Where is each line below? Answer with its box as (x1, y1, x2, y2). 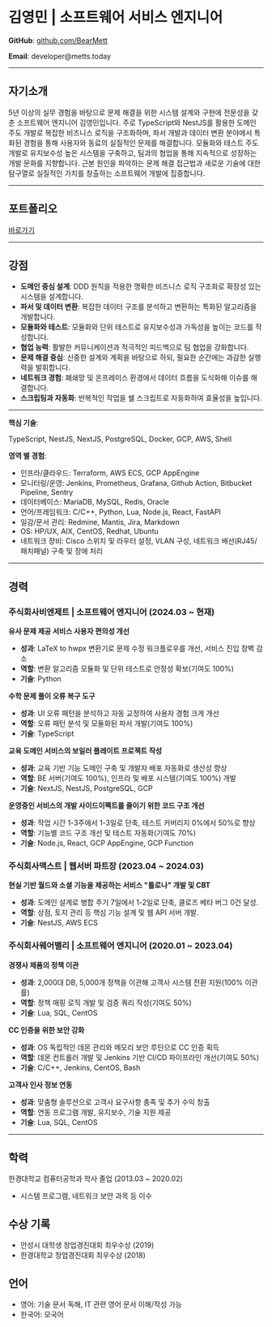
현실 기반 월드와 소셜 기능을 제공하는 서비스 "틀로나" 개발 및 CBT (8, 880, 210, 890)
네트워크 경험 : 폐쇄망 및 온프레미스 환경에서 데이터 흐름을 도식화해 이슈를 (19, 373, 249, 383)
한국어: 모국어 (19, 1310, 65, 1320)
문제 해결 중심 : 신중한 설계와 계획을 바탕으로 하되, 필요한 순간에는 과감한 (19, 353, 247, 363)
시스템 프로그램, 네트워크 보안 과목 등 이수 (19, 1191, 152, 1201)
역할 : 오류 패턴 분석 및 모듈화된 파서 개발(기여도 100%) (19, 719, 193, 728)
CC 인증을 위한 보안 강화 (8, 1024, 85, 1035)
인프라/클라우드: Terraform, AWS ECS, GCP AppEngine (19, 468, 200, 478)
